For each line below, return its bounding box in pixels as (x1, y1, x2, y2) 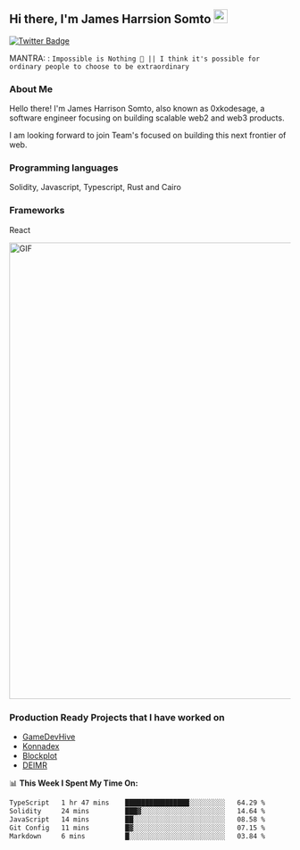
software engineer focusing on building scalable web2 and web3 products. (9, 112, 285, 123)
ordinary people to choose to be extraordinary (9, 62, 190, 71)
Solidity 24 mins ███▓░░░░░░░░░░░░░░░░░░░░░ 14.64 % (9, 806, 266, 815)
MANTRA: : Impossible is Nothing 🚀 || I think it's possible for (9, 53, 261, 63)
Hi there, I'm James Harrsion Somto (9, 12, 212, 27)
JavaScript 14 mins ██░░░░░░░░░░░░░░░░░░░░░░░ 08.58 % (9, 814, 266, 824)
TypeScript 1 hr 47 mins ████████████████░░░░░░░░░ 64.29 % (9, 798, 266, 807)
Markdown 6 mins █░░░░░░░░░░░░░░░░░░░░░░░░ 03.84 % (9, 831, 266, 840)
